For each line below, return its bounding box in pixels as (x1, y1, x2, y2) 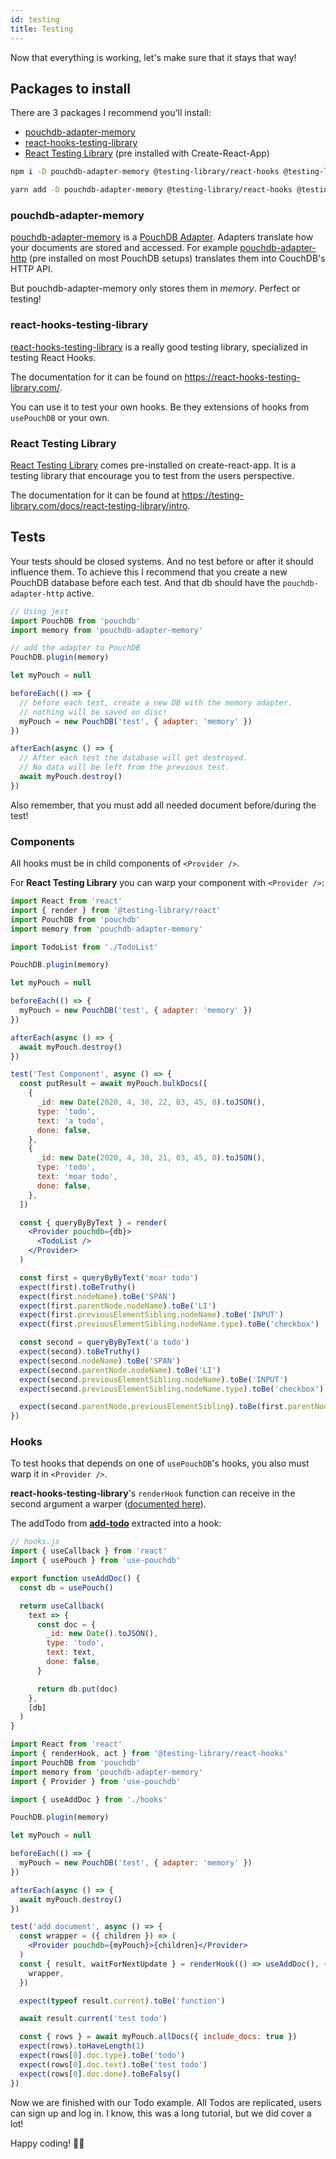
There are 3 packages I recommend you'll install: (10, 107, 212, 119)
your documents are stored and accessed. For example (10, 242, 238, 254)
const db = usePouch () (19, 1582, 114, 1593)
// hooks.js (10, 1537, 60, 1547)
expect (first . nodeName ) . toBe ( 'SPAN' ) (19, 1291, 177, 1301)
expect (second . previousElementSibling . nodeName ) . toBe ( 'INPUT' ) (19, 1374, 288, 1385)
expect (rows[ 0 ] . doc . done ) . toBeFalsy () (19, 2069, 182, 2079)
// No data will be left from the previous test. (19, 762, 230, 773)
